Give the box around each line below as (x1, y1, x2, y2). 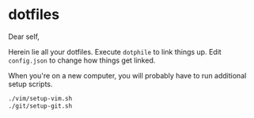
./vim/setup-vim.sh (8, 94, 73, 102)
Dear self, (8, 32, 40, 41)
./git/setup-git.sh (8, 101, 73, 110)
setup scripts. (8, 79, 53, 89)
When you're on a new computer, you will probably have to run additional (8, 70, 247, 80)
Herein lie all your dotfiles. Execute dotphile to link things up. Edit (8, 47, 222, 56)
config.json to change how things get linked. (8, 55, 156, 65)
